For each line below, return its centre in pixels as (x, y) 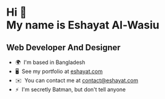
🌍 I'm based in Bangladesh (50, 62)
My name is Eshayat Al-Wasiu (83, 25)
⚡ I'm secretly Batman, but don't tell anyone (70, 89)
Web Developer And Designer (63, 47)
